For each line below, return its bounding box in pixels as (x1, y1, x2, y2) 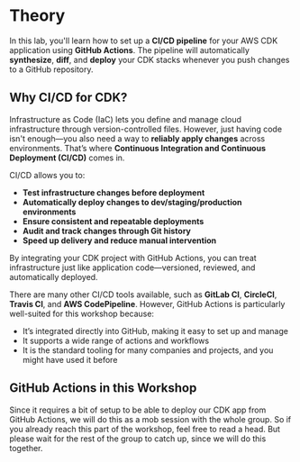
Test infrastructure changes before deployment (22, 186, 205, 198)
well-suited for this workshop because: (9, 308, 155, 319)
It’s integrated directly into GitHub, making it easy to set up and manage (22, 325, 288, 336)
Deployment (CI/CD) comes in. (9, 152, 125, 163)
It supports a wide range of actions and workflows (22, 335, 210, 346)
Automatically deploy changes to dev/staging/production (22, 196, 242, 207)
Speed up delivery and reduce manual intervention (22, 235, 217, 246)
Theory (9, 5, 66, 26)
